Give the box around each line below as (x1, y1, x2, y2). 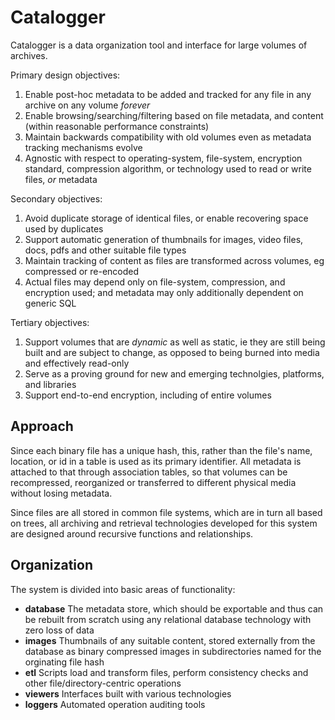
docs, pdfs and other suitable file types (24, 244, 187, 256)
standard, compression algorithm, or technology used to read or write (24, 162, 312, 175)
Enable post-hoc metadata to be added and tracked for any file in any (24, 88, 312, 100)
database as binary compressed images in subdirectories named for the (24, 645, 322, 657)
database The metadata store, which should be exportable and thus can (24, 602, 324, 615)
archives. (10, 49, 48, 61)
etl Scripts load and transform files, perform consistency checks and (24, 666, 309, 678)
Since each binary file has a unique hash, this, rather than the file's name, (10, 444, 313, 456)
